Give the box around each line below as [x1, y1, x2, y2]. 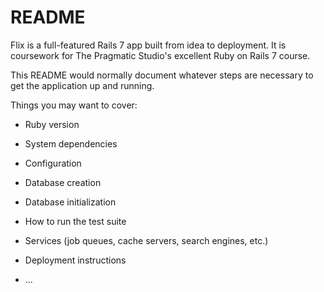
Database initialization [24, 196, 117, 208]
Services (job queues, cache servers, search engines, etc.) [24, 234, 269, 246]
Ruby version [24, 118, 80, 130]
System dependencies [24, 137, 118, 150]
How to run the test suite [24, 215, 127, 227]
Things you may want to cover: [10, 99, 138, 111]
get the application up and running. [10, 79, 155, 91]
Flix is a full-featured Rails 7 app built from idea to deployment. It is [10, 39, 287, 51]
